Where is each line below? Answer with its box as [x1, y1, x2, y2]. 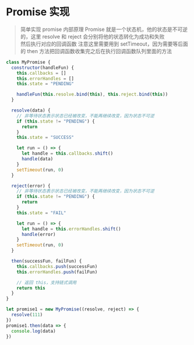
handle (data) [21, 156, 54, 162]
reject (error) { [11, 183, 51, 189]
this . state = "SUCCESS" [16, 135, 75, 141]
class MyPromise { [6, 59, 51, 65]
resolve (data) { [11, 107, 51, 114]
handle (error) [21, 231, 57, 237]
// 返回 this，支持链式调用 [16, 280, 77, 285]
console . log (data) [11, 328, 57, 334]
